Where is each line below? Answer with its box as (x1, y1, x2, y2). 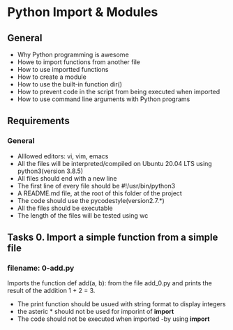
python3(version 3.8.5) (17, 167, 84, 175)
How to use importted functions (17, 66, 109, 73)
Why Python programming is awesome (17, 50, 129, 59)
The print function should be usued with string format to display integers (17, 300, 226, 308)
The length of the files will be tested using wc (17, 211, 149, 220)
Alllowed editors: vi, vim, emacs (17, 151, 109, 160)
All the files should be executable (17, 204, 113, 212)
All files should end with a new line (17, 174, 117, 182)
